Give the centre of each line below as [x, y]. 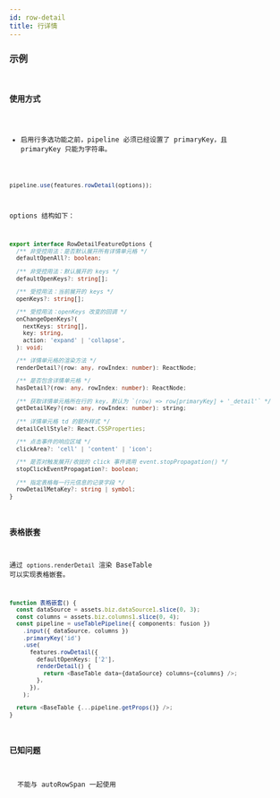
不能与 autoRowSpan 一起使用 [67, 785]
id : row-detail [38, 17]
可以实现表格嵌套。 [39, 574]
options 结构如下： [42, 216]
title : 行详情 [34, 26]
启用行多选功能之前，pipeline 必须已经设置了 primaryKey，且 [124, 140]
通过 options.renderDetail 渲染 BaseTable [81, 565]
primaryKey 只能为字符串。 [66, 150]
